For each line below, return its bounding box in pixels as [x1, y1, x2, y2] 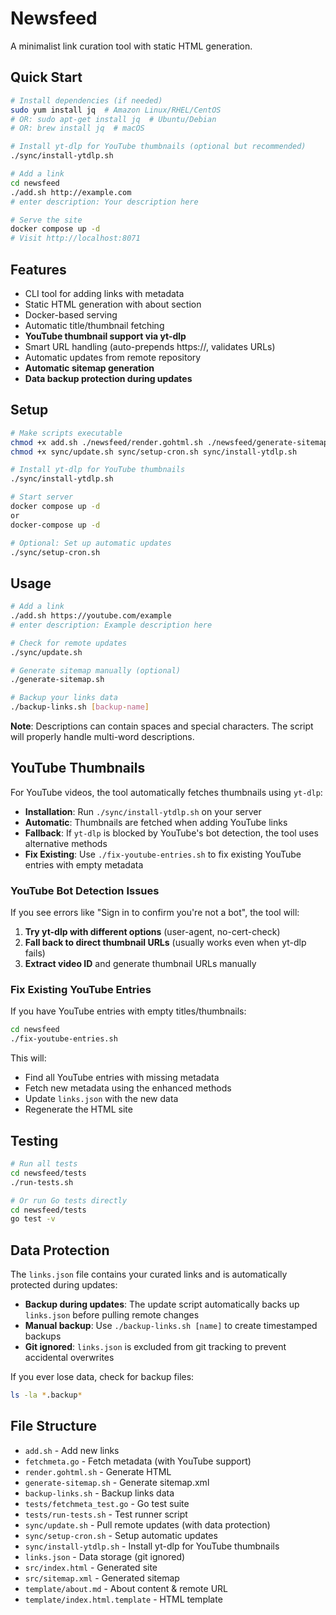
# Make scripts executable [10, 428, 123, 438]
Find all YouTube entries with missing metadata [24, 1072, 220, 1084]
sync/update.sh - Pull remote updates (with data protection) [24, 1518, 271, 1531]
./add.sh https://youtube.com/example [10, 611, 172, 621]
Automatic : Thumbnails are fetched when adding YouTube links [24, 816, 288, 828]
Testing [10, 1132, 59, 1149]
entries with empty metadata [24, 858, 144, 871]
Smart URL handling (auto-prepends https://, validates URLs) [24, 340, 276, 352]
